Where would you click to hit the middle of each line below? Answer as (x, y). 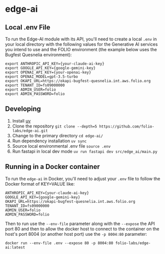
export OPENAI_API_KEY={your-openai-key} (48, 72)
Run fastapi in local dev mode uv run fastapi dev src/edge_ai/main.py (85, 151)
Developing (23, 109)
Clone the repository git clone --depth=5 (55, 126)
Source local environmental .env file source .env (61, 146)
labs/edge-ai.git (30, 131)
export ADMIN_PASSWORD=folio (35, 94)
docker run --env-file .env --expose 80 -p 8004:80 (59, 243)
